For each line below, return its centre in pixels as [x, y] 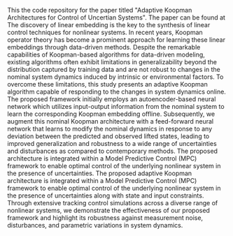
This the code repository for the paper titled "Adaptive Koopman [100, 10]
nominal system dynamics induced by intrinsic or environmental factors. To [115, 77]
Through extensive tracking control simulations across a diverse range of [113, 203]
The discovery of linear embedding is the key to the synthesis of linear [109, 25]
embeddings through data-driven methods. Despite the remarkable [104, 47]
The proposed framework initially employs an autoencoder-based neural [112, 99]
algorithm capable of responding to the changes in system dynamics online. [116, 91]
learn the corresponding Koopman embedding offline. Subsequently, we [111, 114]
